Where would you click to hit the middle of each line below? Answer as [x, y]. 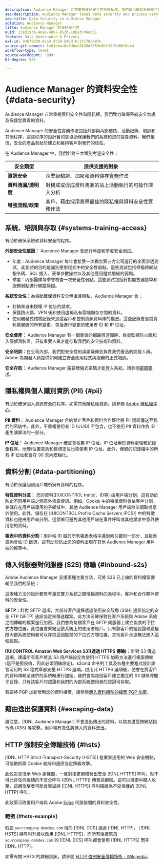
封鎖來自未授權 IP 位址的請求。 [43, 306]
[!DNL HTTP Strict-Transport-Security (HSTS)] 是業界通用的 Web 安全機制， [82, 758]
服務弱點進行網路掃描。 [36, 286]
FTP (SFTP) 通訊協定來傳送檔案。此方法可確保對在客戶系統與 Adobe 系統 [84, 617]
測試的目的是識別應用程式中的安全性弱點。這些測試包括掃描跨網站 [91, 267]
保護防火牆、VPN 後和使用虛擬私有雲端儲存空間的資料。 [69, 312]
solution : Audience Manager [34, 23]
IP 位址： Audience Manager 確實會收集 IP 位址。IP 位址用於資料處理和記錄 [81, 443]
